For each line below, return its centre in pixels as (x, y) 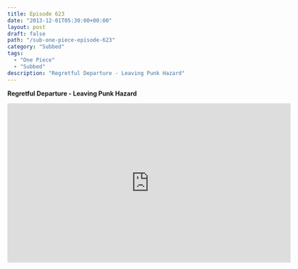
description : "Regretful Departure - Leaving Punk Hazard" (96, 73)
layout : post (27, 27)
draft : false (27, 34)
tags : (15, 54)
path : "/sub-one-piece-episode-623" (61, 40)
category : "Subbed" (36, 47)
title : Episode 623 (36, 14)
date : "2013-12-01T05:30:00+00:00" (60, 21)
